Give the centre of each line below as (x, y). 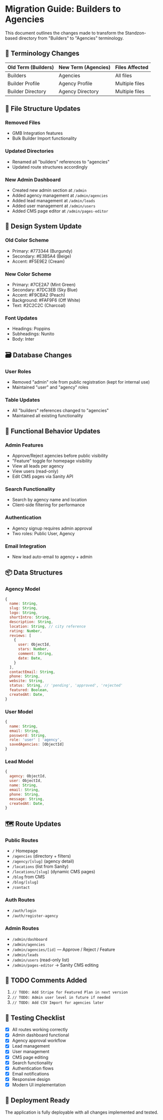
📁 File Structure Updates (43, 109)
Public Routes (22, 840)
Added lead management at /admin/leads (54, 201)
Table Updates (23, 400)
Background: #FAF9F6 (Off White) (46, 300)
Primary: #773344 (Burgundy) (42, 251)
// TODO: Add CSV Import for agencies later (58, 1003)
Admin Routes (22, 928)
